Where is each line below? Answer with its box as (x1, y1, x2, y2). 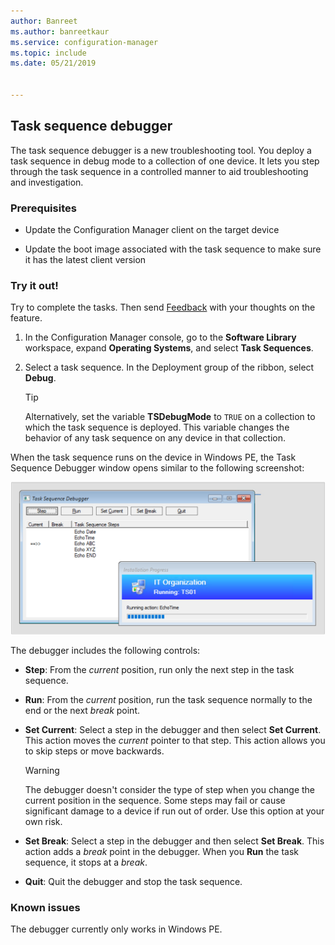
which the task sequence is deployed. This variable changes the (24, 421, 290, 434)
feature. (10, 312, 43, 324)
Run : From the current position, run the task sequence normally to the (24, 693, 313, 705)
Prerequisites (10, 201, 77, 215)
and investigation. (10, 176, 84, 188)
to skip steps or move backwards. (24, 745, 165, 757)
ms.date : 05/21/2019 (10, 58, 97, 69)
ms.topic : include (10, 48, 87, 58)
